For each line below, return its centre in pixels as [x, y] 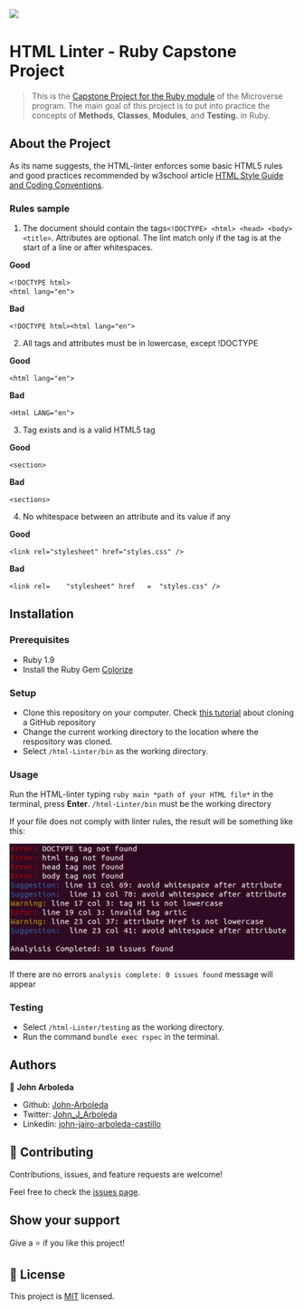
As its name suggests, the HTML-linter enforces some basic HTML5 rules [146, 165]
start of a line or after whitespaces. [88, 247]
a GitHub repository [59, 723]
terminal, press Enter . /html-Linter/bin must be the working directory [140, 804]
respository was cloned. [67, 742]
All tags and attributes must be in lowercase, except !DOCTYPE [140, 344]
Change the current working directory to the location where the [141, 732]
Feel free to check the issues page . [75, 1191]
